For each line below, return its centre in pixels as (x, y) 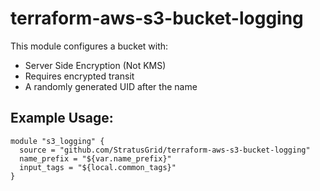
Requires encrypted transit (79, 76)
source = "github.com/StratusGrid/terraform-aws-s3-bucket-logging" (165, 150)
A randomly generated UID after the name (111, 86)
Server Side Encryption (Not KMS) (95, 65)
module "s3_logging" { (57, 141)
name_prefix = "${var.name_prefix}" (95, 158)
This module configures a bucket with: (89, 46)
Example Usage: (62, 118)
